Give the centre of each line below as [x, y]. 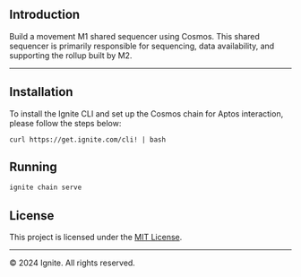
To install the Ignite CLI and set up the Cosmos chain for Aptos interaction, [146, 113]
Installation [41, 92]
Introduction [45, 15]
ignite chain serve [46, 187]
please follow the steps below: [65, 123]
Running [34, 167]
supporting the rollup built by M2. [71, 55]
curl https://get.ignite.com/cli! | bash [88, 139]
